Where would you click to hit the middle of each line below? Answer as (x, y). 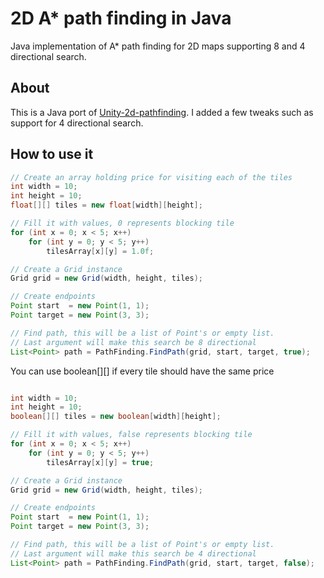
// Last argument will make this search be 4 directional (133, 553)
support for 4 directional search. (77, 123)
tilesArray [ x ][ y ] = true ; (100, 462)
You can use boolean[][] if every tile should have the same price (142, 371)
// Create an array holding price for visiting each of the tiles (151, 177)
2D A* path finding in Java (121, 18)
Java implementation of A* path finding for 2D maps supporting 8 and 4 (158, 46)
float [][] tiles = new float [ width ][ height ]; (106, 205)
